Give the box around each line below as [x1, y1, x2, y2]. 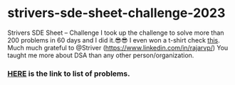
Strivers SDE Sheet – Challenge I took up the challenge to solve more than [7, 28, 224, 37]
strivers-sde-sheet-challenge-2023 [7, 5, 226, 21]
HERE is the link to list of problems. [7, 69, 130, 79]
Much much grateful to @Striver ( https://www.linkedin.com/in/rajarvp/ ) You [7, 43, 229, 52]
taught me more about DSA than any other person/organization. [7, 51, 194, 59]
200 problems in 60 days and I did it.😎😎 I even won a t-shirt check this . [7, 35, 220, 44]
